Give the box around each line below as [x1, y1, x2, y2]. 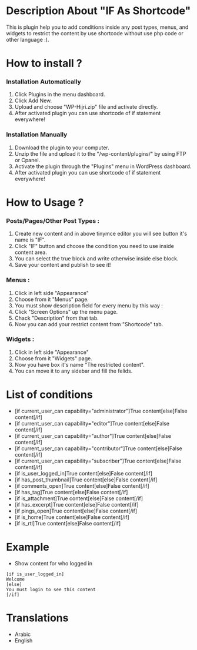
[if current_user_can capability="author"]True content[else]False [14, 432, 172, 439]
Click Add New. [14, 97, 52, 104]
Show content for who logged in [14, 559, 93, 567]
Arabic [14, 631, 31, 638]
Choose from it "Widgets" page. [14, 354, 92, 362]
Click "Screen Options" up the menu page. [14, 308, 118, 315]
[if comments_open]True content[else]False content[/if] [14, 482, 150, 489]
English [14, 636, 33, 644]
